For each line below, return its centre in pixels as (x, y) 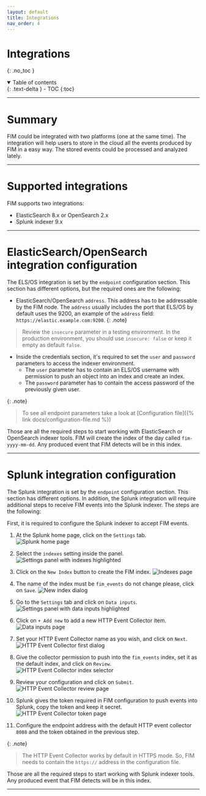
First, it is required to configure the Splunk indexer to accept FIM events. (98, 524)
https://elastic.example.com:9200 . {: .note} (71, 320)
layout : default (28, 12)
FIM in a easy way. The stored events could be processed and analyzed (97, 149)
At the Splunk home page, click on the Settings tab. (81, 535)
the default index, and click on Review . (64, 664)
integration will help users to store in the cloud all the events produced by (99, 143)
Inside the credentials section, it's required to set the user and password (105, 357)
